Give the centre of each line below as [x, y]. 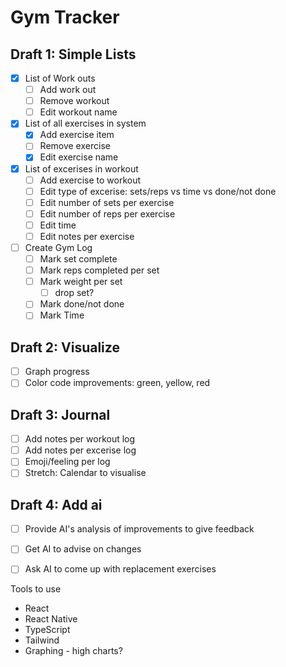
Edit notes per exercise [87, 236]
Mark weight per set [81, 282]
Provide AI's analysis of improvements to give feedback [139, 529]
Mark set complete [78, 259]
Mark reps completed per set [99, 270]
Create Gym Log [58, 247]
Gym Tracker [65, 17]
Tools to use [36, 589]
